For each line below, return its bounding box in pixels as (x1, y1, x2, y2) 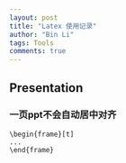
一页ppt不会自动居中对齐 (9, 109, 117, 122)
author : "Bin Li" (9, 30, 75, 39)
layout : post (9, 13, 58, 23)
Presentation (9, 80, 84, 95)
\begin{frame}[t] (9, 130, 75, 139)
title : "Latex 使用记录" (9, 22, 97, 31)
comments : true (9, 47, 67, 56)
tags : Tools (9, 38, 54, 48)
